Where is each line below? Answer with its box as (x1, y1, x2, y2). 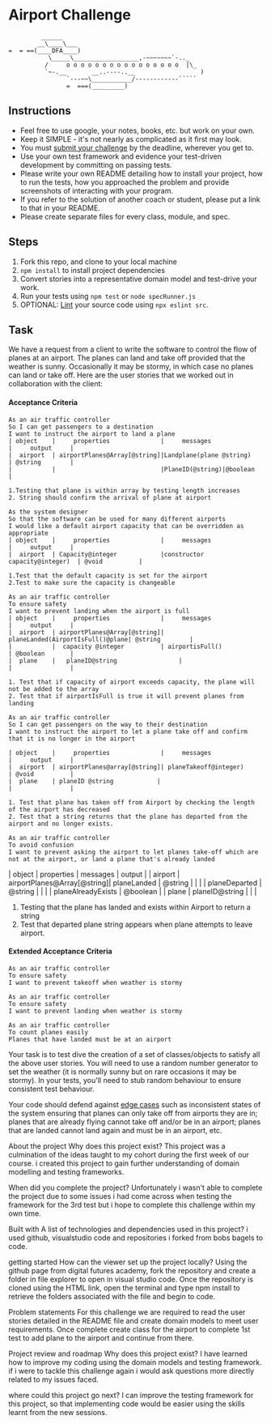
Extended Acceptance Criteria (8, 946, 112, 957)
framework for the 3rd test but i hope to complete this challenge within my (8, 1200, 256, 1209)
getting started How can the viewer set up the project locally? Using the (8, 1257, 248, 1267)
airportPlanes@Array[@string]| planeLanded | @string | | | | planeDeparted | (8, 877, 262, 888)
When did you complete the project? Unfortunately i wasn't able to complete (8, 1183, 263, 1192)
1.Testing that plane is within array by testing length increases (8, 486, 241, 495)
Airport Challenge (8, 6, 131, 24)
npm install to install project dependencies (19, 265, 166, 275)
